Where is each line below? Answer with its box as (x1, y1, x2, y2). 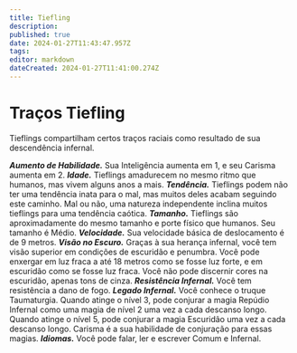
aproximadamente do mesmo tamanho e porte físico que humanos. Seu (9, 217, 276, 228)
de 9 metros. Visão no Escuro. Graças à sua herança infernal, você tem (9, 236, 277, 247)
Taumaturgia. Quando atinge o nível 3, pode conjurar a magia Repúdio (9, 294, 270, 305)
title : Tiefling (9, 13, 70, 23)
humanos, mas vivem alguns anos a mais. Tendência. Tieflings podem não (9, 178, 289, 190)
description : (9, 22, 59, 31)
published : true (9, 30, 70, 39)
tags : (9, 47, 30, 56)
